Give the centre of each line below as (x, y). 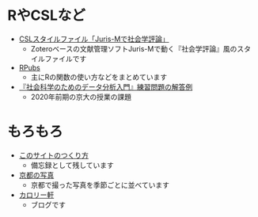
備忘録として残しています (72, 165)
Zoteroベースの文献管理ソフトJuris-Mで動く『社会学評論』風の (134, 48)
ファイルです (66, 59)
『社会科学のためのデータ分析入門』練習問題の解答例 (106, 86)
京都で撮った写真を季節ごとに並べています (100, 185)
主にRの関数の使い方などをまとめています (99, 77)
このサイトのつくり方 (53, 155)
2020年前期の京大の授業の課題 (81, 97)
